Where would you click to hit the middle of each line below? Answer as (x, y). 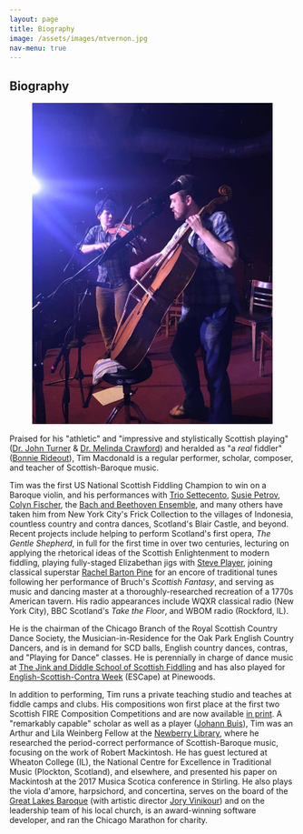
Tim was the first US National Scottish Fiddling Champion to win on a (138, 486)
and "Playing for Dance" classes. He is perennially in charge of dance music (151, 658)
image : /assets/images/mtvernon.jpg (78, 38)
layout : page (34, 19)
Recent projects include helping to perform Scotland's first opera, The (140, 534)
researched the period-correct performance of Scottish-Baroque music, (144, 743)
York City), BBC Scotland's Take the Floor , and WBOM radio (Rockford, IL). (149, 611)
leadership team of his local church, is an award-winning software (133, 810)
